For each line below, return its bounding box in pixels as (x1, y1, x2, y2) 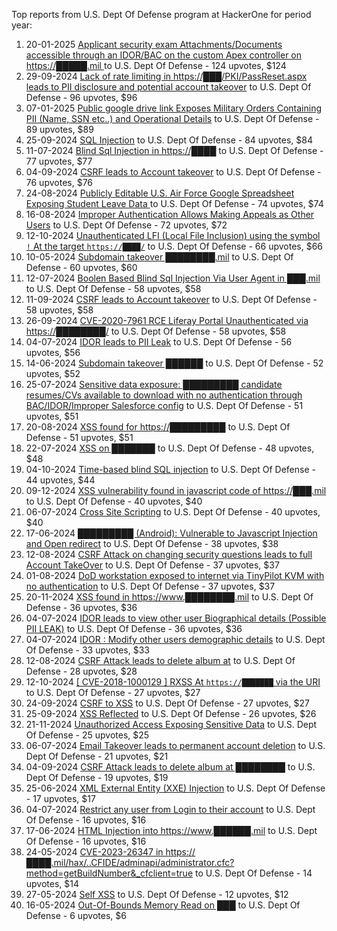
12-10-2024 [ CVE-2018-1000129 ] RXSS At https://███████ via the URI (25, 676, 321, 688)
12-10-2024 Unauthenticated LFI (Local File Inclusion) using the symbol (25, 230, 321, 241)
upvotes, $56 (25, 347, 81, 358)
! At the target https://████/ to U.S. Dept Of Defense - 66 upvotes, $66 (25, 240, 324, 252)
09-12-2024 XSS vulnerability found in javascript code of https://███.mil (25, 485, 327, 496)
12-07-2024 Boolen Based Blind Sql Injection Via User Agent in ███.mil (25, 272, 321, 284)
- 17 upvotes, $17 (25, 793, 96, 804)
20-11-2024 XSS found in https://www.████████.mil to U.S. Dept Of (25, 591, 314, 603)
